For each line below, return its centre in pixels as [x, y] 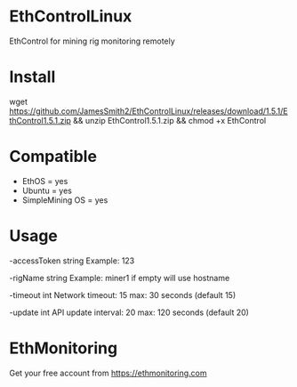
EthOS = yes [45, 181]
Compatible [53, 157]
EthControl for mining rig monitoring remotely [92, 41]
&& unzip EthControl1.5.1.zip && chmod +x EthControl [169, 120]
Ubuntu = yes [47, 190]
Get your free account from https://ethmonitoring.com [108, 373]
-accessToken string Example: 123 [72, 261]
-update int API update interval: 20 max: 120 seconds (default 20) [129, 312]
